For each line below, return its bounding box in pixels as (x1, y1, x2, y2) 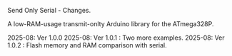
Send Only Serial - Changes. (7, 6, 91, 14)
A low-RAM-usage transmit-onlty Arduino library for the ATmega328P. (7, 20, 214, 28)
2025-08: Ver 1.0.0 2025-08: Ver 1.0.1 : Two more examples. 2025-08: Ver (7, 33, 225, 42)
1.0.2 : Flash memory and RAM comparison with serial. (7, 41, 168, 49)
